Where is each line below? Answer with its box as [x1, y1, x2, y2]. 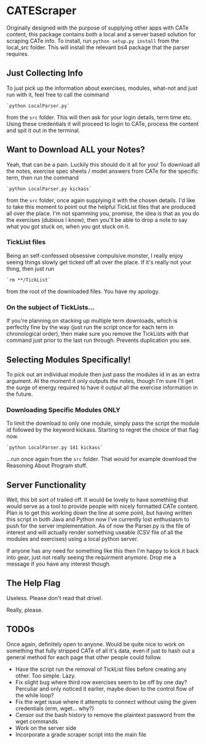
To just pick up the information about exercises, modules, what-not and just [6, 84, 198, 92]
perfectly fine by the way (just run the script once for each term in [6, 323, 174, 331]
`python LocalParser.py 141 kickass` [6, 445, 103, 451]
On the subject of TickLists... [6, 303, 95, 311]
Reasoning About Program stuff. [6, 462, 88, 469]
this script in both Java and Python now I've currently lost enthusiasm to [6, 516, 189, 523]
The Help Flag [6, 578, 61, 588]
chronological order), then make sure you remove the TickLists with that [6, 330, 189, 338]
